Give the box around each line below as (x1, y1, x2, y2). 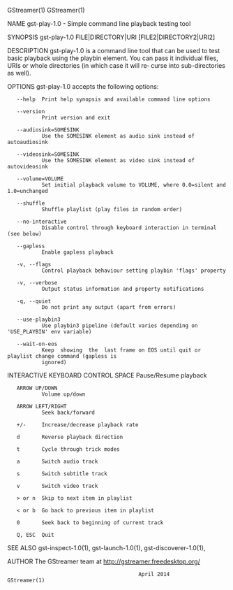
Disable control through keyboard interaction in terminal (41, 224, 217, 231)
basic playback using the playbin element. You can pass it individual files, (7, 54, 218, 62)
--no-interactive (16, 218, 68, 225)
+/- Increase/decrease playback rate (16, 422, 139, 429)
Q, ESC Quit (16, 531, 54, 538)
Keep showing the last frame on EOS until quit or (41, 347, 201, 354)
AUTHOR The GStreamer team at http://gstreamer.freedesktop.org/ (7, 557, 200, 566)
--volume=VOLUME (16, 175, 64, 182)
